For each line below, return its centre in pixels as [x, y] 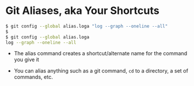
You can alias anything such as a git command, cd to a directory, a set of [101, 71]
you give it [26, 60]
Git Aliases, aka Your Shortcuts [82, 11]
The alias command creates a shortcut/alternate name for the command [101, 53]
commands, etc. [33, 77]
